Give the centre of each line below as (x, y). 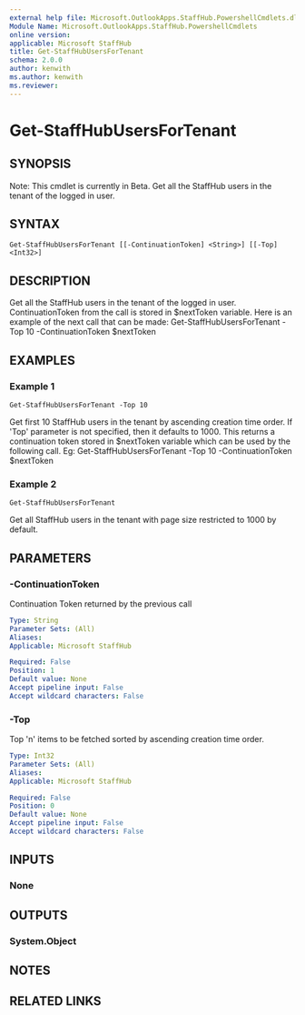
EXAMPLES (42, 360)
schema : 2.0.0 (36, 60)
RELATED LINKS (55, 1001)
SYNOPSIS (40, 164)
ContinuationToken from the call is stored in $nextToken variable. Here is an (151, 312)
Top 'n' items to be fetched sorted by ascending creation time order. (137, 739)
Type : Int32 (32, 756)
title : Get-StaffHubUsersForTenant (77, 52)
